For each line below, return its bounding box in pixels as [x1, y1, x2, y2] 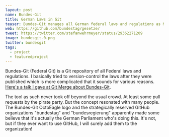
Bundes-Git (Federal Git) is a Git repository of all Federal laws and [5, 68, 142, 74]
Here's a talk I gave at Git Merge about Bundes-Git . [5, 84, 111, 90]
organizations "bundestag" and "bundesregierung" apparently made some [5, 110, 160, 116]
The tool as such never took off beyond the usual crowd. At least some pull [5, 94, 160, 100]
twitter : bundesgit [5, 40, 46, 45]
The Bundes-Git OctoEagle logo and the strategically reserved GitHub [5, 104, 150, 111]
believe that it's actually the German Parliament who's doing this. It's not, [5, 115, 157, 121]
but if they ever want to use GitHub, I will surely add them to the [5, 120, 137, 126]
